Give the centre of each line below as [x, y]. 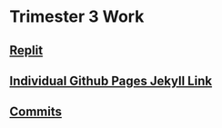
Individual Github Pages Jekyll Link [111, 80]
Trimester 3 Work [77, 17]
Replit [26, 50]
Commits [35, 112]
